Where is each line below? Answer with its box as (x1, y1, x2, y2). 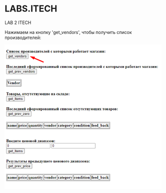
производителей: (4, 34, 41, 40)
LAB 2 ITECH (4, 19, 31, 25)
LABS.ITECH (4, 3, 58, 14)
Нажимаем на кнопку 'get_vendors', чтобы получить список (4, 29, 132, 35)
